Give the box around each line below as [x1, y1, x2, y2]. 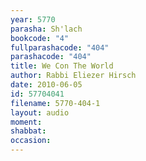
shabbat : [10, 126, 47, 136]
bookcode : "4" [10, 33, 70, 43]
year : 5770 [10, 14, 56, 25]
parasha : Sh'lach [10, 24, 83, 34]
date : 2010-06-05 [10, 80, 83, 90]
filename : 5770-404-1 [10, 98, 101, 108]
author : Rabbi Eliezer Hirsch [10, 71, 137, 81]
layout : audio [10, 107, 70, 118]
